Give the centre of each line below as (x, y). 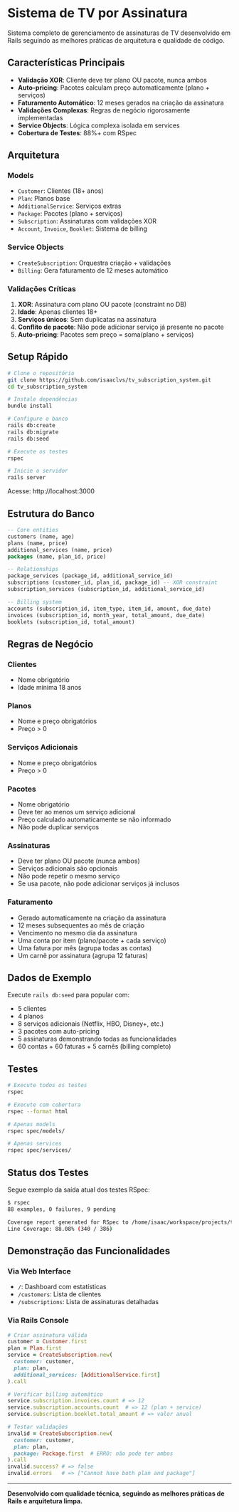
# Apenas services (34, 1144)
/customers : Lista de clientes (59, 1294)
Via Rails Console (38, 1321)
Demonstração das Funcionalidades (89, 1251)
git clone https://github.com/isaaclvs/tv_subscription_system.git (110, 380)
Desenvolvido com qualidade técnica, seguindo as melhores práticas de (116, 1493)
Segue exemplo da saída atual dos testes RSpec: (79, 1190)
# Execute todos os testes (47, 1086)
